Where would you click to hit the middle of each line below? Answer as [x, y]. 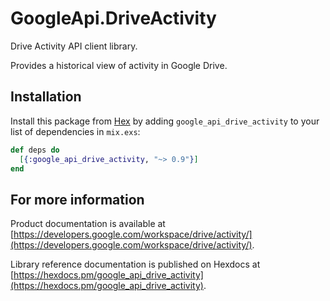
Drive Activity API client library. [74, 46]
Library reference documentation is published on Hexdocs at [135, 264]
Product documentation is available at [88, 224]
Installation [46, 97]
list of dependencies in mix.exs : [75, 131]
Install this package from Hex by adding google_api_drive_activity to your [165, 121]
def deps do [35, 150]
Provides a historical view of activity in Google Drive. [119, 65]
